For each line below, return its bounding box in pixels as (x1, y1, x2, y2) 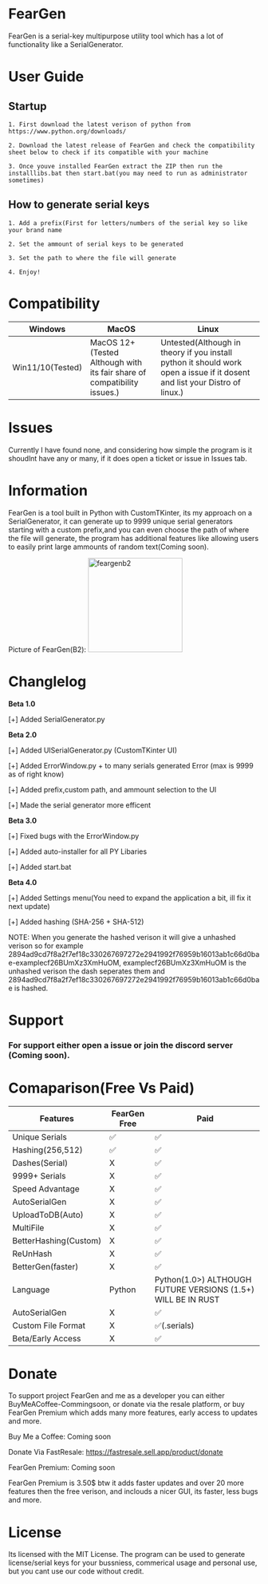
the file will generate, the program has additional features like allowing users (8, 533, 259, 543)
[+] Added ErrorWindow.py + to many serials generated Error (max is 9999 (8, 760, 254, 770)
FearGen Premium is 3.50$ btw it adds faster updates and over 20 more (8, 1478, 245, 1488)
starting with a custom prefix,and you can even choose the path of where (8, 524, 250, 535)
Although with (89, 357, 143, 368)
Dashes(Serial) (12, 1157, 69, 1168)
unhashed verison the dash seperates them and (8, 966, 165, 976)
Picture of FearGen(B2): (8, 644, 86, 654)
